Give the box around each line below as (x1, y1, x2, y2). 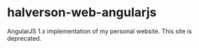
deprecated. (7, 34, 42, 42)
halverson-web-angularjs (7, 5, 156, 20)
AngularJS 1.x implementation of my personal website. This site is (7, 27, 192, 35)
